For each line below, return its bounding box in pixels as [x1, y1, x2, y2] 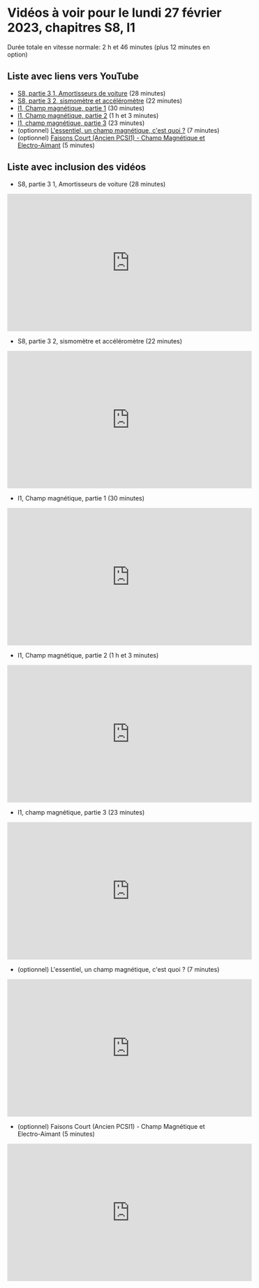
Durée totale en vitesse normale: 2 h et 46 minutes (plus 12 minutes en [7, 43, 211, 51]
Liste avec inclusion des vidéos [7, 161, 147, 173]
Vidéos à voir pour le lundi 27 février [7, 5, 222, 21]
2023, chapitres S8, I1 [7, 20, 136, 36]
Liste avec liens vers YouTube [7, 71, 140, 82]
